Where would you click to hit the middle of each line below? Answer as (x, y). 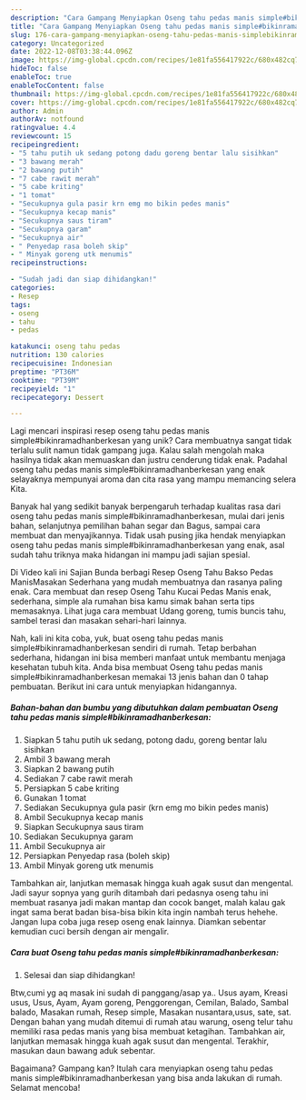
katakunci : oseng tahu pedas (65, 346)
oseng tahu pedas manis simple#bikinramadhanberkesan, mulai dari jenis (148, 516)
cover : (23, 102)
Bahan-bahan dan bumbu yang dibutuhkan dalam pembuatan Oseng (144, 707)
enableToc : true (41, 77)
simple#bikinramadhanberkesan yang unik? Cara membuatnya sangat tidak (151, 441)
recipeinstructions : (49, 263)
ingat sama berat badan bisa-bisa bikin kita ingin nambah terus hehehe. (144, 912)
